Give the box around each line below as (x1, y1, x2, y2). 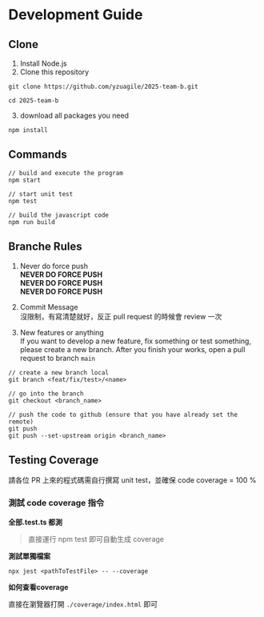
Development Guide (8, 6, 143, 24)
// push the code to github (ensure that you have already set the (8, 411, 238, 419)
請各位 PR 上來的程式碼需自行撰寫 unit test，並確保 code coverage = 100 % (8, 475, 257, 485)
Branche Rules (8, 240, 82, 254)
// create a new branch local (8, 368, 110, 377)
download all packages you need (19, 110, 130, 120)
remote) (8, 418, 34, 426)
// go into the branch (8, 390, 84, 398)
